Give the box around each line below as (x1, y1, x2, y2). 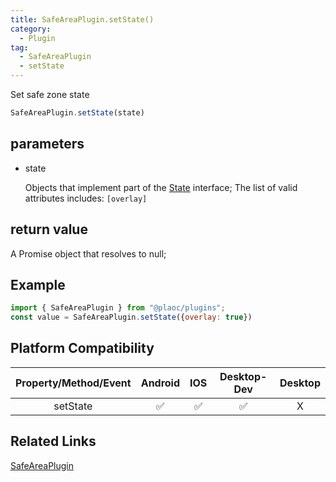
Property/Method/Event (15, 376, 132, 390)
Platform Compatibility (10, 340, 155, 357)
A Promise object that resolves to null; (10, 247, 167, 260)
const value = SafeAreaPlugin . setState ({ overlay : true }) (10, 312, 253, 323)
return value (10, 221, 88, 238)
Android (140, 376, 181, 390)
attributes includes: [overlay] (24, 192, 148, 204)
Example (10, 276, 66, 293)
